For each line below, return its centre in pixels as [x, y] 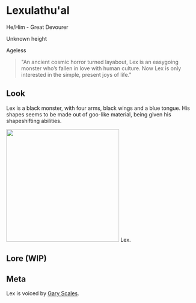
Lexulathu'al [38, 10]
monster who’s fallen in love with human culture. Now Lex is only [101, 68]
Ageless [16, 50]
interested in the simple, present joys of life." [76, 74]
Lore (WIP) [26, 259]
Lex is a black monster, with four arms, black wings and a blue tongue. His [98, 108]
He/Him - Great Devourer [37, 27]
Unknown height [26, 38]
